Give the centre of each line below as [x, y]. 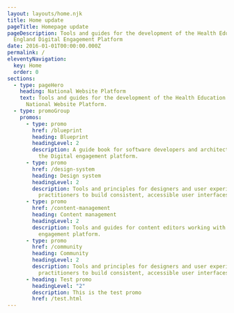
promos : [31, 117]
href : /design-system [64, 169]
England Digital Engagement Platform [68, 40]
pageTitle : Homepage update [48, 26]
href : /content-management [71, 208]
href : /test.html [57, 299]
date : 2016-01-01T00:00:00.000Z [54, 46]
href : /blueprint [57, 130]
